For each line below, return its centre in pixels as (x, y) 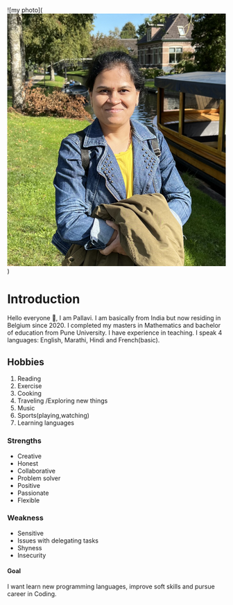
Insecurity (32, 555)
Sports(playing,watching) (53, 416)
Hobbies (26, 362)
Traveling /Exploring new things (62, 401)
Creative (29, 456)
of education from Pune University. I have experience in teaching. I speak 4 (115, 333)
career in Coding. (32, 594)
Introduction (44, 299)
